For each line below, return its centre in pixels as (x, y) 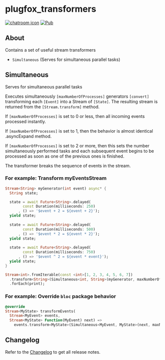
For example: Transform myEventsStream (56, 178)
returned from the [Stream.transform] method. (52, 107)
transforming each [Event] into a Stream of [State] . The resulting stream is (82, 101)
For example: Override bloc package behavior (61, 297)
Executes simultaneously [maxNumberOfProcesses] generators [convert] (77, 96)
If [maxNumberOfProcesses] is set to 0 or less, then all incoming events (75, 116)
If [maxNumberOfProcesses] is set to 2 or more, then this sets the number (77, 145)
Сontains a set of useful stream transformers (50, 50)
